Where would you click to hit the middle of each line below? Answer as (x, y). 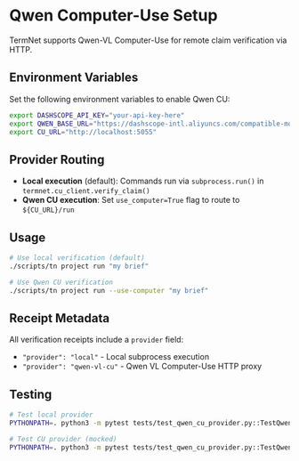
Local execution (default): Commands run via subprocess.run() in (143, 181)
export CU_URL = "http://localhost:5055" (83, 132)
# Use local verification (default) (77, 258)
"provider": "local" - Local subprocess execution (116, 357)
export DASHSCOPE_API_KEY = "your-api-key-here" (97, 115)
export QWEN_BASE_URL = (51, 124)
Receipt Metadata (59, 318)
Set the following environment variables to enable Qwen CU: (120, 99)
